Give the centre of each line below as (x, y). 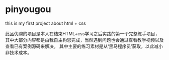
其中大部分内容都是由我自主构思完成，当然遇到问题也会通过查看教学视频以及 (84, 40)
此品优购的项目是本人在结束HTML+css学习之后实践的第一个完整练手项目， (82, 33)
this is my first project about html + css (46, 23)
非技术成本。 (18, 52)
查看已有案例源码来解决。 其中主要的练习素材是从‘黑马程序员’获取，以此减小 (84, 46)
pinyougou (28, 9)
